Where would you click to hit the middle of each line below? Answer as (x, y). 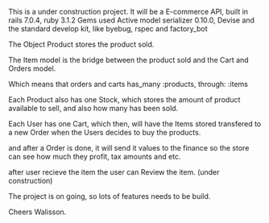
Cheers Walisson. (37, 212)
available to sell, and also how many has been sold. (93, 108)
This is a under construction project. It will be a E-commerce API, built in (128, 12)
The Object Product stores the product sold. (81, 44)
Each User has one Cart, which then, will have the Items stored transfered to (135, 124)
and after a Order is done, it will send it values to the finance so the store (129, 148)
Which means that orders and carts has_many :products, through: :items (128, 84)
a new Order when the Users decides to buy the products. (105, 132)
